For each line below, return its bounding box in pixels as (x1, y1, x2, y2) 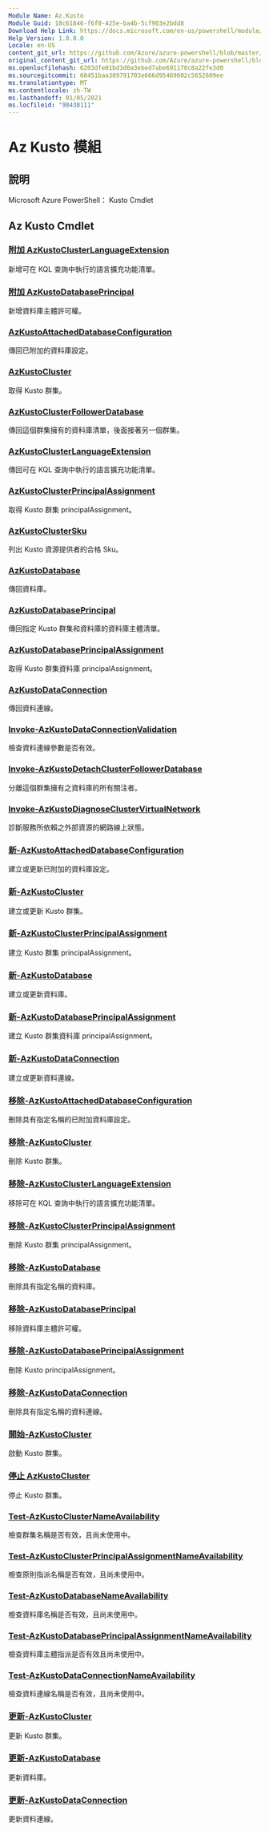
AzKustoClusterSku (8, 525, 87, 536)
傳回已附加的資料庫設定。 (8, 346, 93, 355)
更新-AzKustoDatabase (8, 1752, 102, 1764)
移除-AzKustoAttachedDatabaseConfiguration (8, 1095, 193, 1106)
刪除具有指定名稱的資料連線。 (8, 1407, 106, 1417)
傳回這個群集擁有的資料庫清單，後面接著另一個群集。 (8, 426, 184, 435)
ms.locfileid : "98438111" (8, 101, 94, 109)
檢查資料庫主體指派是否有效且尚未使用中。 (8, 1649, 149, 1659)
